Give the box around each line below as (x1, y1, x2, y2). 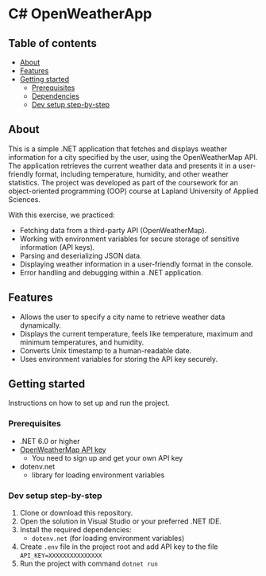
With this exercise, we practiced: (8, 210, 115, 220)
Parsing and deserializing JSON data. (19, 251, 142, 260)
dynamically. (19, 320, 62, 330)
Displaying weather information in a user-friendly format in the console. (19, 259, 254, 269)
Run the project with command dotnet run (19, 558, 159, 569)
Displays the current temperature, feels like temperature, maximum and (19, 329, 253, 338)
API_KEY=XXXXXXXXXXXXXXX (19, 552, 102, 560)
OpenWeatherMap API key (19, 445, 106, 454)
